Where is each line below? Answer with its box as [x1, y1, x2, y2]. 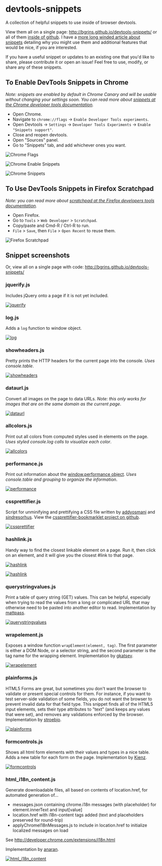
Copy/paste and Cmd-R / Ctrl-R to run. [12, 223, 90, 228]
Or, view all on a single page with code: [5, 264, 84, 270]
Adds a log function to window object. [5, 325, 82, 331]
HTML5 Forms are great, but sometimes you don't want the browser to [5, 685, 147, 691]
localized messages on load [12, 828, 68, 833]
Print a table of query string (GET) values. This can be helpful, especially [5, 594, 151, 600]
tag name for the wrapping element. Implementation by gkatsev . [5, 653, 133, 659]
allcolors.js [5, 422, 32, 429]
